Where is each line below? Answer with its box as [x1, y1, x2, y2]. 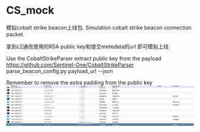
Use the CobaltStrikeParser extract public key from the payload [6, 55, 162, 62]
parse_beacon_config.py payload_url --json [6, 67, 113, 74]
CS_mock [6, 4, 55, 17]
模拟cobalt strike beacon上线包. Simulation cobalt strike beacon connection [6, 24, 192, 31]
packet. [6, 30, 25, 37]
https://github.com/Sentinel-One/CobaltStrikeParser [6, 61, 134, 68]
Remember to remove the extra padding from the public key [6, 78, 153, 86]
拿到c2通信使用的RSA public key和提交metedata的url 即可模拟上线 [6, 43, 169, 50]
